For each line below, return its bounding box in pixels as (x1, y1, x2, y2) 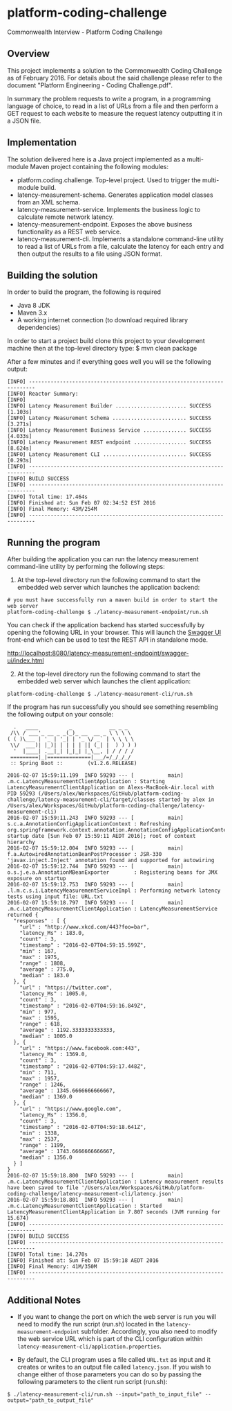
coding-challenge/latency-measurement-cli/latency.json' (7, 1191, 175, 1198)
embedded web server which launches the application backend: (17, 584, 200, 592)
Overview (7, 48, 50, 60)
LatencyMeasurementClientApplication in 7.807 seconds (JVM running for (7, 1209, 221, 1216)
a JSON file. (7, 116, 41, 125)
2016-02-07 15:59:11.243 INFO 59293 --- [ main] (7, 814, 184, 822)
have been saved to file (7, 1184, 79, 1191)
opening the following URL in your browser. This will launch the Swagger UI (7, 629, 222, 637)
